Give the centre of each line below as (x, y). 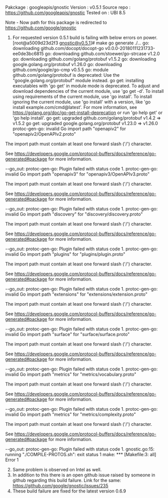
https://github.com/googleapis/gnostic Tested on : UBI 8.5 (65, 13)
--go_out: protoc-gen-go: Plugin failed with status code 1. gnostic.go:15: (80, 449)
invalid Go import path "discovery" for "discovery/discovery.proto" (74, 214)
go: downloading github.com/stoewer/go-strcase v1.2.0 (102, 53)
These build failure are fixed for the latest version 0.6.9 (69, 491)
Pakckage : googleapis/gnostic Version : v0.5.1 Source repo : (68, 7)
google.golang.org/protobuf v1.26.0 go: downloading (67, 64)
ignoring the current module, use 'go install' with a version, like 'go (81, 102)
